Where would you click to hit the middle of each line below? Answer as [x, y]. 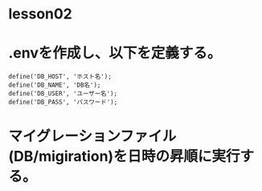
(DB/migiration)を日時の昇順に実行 [124, 156]
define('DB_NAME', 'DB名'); [55, 85]
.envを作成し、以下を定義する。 [115, 53]
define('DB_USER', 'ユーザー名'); [63, 94]
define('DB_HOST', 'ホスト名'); [60, 77]
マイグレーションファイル [92, 136]
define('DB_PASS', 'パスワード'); [63, 102]
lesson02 [40, 14]
